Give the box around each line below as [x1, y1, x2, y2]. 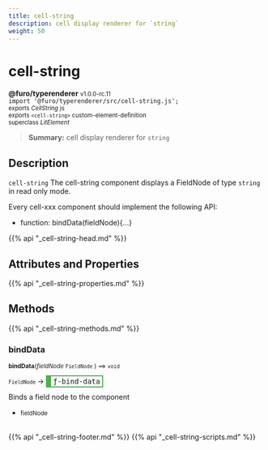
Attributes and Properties [8, 257, 139, 271]
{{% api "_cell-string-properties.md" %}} [8, 278, 145, 288]
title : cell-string [8, 11, 74, 20]
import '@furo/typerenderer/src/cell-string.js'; [8, 97, 180, 105]
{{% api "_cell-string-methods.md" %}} [8, 324, 140, 333]
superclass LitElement [8, 118, 70, 126]
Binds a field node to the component [8, 392, 130, 402]
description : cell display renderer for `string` [8, 19, 180, 28]
